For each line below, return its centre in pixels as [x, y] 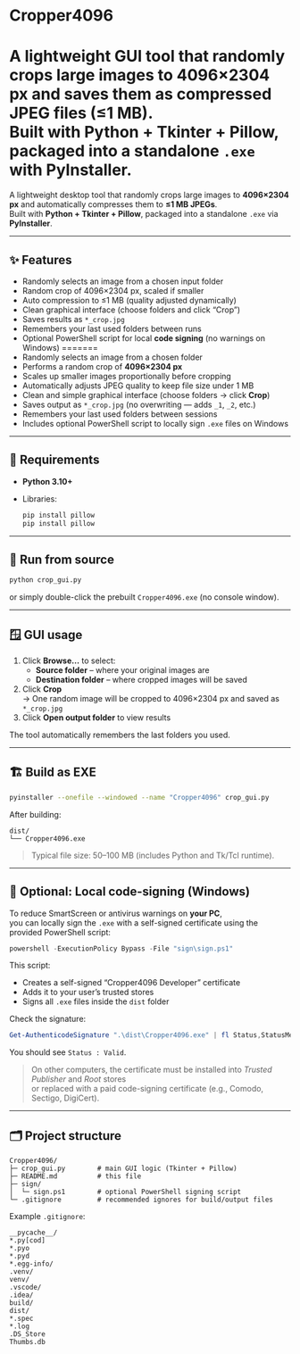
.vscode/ [25, 1288]
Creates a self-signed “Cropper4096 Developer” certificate [131, 983]
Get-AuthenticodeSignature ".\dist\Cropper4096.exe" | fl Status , [135, 1035]
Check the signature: [48, 1019]
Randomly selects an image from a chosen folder [112, 357]
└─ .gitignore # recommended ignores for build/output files [142, 1200]
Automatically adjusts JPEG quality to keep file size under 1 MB [138, 386]
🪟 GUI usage [46, 635]
